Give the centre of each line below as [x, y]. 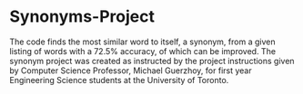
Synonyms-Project [82, 17]
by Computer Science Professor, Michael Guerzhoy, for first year [131, 70]
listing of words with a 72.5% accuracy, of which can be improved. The [142, 51]
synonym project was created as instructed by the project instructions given [152, 61]
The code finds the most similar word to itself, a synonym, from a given [142, 42]
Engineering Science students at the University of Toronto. [119, 80]
